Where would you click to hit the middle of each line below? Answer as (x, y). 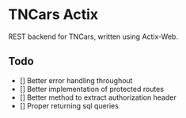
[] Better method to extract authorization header (98, 97)
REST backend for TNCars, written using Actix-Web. (93, 36)
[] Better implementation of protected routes (92, 89)
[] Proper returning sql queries (69, 105)
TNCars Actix (53, 15)
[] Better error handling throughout (76, 80)
